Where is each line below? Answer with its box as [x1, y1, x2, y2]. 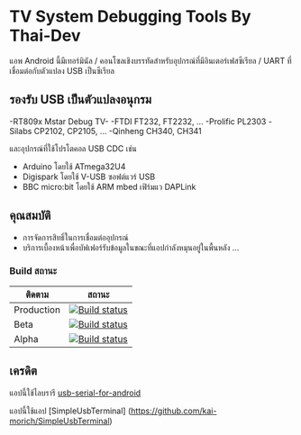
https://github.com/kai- [130, 405, 217, 416]
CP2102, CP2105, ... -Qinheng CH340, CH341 [33, 125, 202, 136]
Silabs [9, 125, 32, 136]
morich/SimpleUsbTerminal [9, 415, 110, 426]
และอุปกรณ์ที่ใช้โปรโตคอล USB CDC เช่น [9, 142, 137, 154]
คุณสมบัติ [9, 208, 51, 223]
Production [14, 304, 61, 316]
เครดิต [9, 363, 38, 379]
